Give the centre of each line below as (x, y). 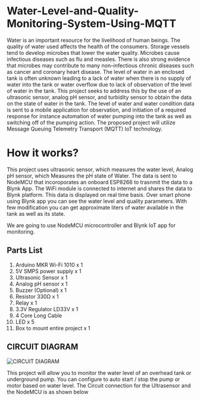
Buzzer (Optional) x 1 (41, 290)
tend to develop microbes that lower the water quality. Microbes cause (93, 52)
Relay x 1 (26, 303)
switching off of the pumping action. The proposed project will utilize (91, 122)
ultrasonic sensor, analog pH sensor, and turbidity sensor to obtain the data (99, 97)
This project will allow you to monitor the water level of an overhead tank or (99, 373)
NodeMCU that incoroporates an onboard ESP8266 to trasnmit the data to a (100, 182)
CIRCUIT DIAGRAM (43, 347)
